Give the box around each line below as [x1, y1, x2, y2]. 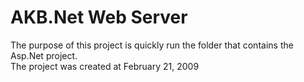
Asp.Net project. [10, 49, 78, 61]
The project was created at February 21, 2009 [10, 60, 200, 72]
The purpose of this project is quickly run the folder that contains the [10, 39, 294, 51]
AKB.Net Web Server [10, 6, 188, 29]
